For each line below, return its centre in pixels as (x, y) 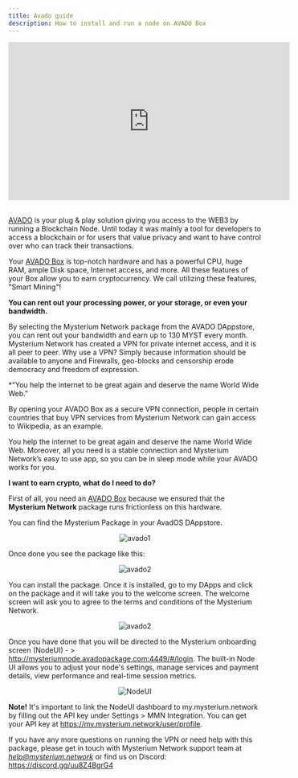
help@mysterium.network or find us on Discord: (88, 756)
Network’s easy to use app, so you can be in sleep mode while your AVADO (133, 458)
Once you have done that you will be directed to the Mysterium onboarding (133, 641)
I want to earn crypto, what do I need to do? (82, 482)
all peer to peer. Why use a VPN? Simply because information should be (127, 352)
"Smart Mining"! (35, 287)
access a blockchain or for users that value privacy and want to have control (135, 237)
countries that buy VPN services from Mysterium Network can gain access (132, 417)
